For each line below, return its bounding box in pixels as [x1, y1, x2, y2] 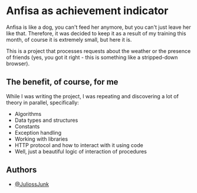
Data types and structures [14, 117, 78, 124]
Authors [6, 165, 37, 175]
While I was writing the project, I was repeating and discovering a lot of [6, 92, 179, 99]
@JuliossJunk [14, 181, 49, 188]
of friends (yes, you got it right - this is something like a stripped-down [6, 54, 178, 61]
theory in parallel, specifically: [6, 99, 80, 106]
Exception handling [14, 129, 62, 136]
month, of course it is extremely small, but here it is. [6, 36, 132, 43]
